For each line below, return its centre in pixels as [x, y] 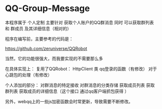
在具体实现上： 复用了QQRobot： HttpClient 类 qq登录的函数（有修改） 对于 [81, 69]
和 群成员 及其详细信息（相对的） [38, 28]
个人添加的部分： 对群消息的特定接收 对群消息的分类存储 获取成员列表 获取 [80, 85]
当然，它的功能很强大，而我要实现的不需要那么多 [54, 58]
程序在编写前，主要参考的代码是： [39, 39]
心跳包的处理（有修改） [28, 75]
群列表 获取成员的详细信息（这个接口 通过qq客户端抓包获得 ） [67, 91]
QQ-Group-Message [47, 8]
